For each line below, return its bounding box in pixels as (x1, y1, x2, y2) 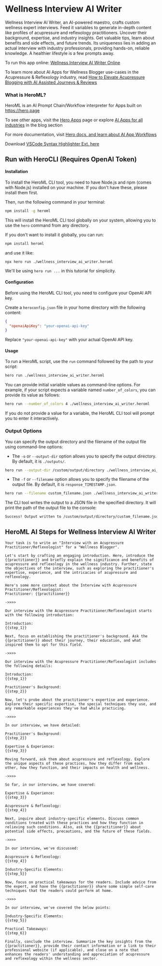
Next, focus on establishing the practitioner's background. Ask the (5, 633, 148, 638)
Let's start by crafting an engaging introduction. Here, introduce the (5, 553, 154, 558)
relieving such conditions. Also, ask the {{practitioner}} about (5, 824, 141, 829)
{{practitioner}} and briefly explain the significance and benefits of (5, 557, 154, 562)
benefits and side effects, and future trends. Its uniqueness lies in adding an (5, 40, 156, 46)
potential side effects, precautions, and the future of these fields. (5, 829, 152, 834)
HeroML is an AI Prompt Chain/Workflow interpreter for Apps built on (5, 103, 142, 109)
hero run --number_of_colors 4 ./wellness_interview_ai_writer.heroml (5, 401, 150, 407)
